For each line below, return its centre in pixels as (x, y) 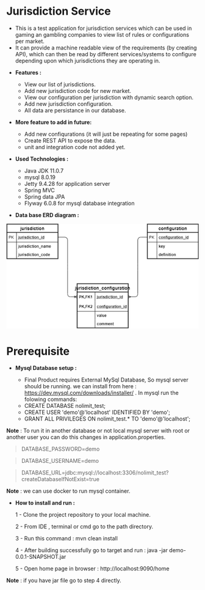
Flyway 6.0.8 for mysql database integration (80, 203)
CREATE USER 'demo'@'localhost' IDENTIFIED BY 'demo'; (97, 412)
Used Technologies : (42, 159)
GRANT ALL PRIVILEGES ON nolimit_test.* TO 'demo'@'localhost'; (107, 419)
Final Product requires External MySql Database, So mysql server (106, 380)
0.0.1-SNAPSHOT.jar (41, 557)
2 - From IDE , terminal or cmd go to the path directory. (84, 526)
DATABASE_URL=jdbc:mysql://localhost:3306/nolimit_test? (95, 473)
